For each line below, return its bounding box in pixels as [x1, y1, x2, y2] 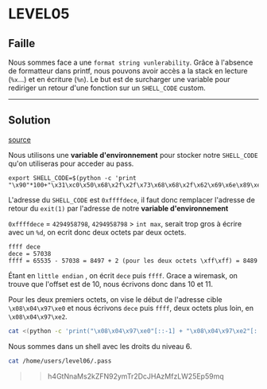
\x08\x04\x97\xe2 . [8, 312, 68, 321]
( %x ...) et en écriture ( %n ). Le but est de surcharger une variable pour [8, 75, 230, 84]
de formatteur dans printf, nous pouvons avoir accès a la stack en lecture [8, 66, 248, 76]
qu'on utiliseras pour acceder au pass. [8, 159, 134, 168]
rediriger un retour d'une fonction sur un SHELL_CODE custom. [8, 83, 207, 92]
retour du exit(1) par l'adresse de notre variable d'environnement [8, 203, 229, 213]
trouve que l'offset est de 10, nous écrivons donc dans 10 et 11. [8, 279, 213, 289]
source [8, 135, 32, 144]
